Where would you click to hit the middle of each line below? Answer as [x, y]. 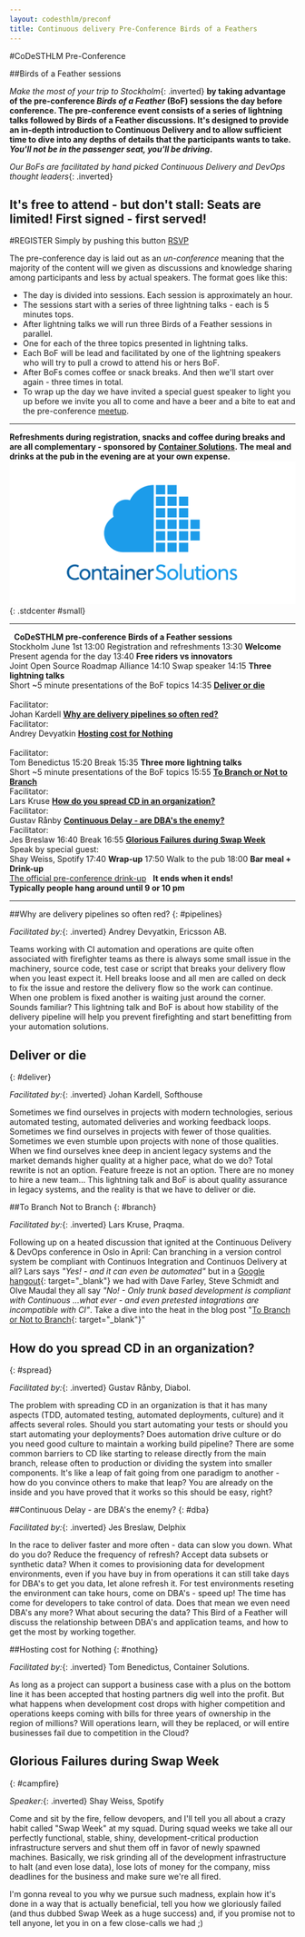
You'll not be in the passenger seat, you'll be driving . [111, 149]
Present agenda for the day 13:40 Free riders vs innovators [121, 656]
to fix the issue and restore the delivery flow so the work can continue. [142, 988]
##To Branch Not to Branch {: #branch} [83, 1207]
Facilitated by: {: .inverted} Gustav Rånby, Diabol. [100, 1387]
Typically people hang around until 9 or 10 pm [97, 888]
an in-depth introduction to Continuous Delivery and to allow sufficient [146, 129]
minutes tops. [48, 314]
